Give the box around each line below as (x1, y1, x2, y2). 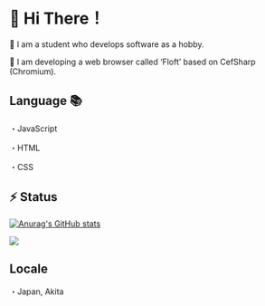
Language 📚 (9, 93, 83, 109)
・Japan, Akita (9, 286, 64, 297)
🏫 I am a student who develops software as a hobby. (9, 38, 204, 50)
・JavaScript (9, 123, 58, 134)
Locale (9, 261, 48, 276)
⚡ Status (9, 189, 58, 205)
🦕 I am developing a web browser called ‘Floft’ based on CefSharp (9, 56, 256, 67)
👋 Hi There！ (9, 8, 106, 29)
